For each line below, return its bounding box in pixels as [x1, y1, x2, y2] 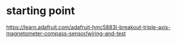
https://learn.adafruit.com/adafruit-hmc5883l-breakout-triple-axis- [6, 24, 171, 31]
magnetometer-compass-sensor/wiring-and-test [6, 29, 126, 37]
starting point [6, 4, 75, 18]
